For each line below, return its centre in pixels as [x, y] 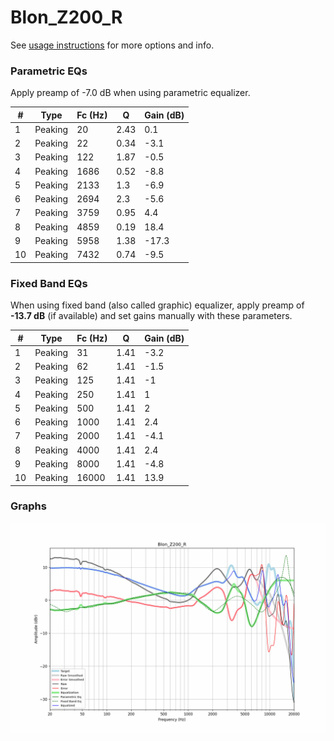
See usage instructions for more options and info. [112, 45]
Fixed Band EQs [49, 283]
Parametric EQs [49, 71]
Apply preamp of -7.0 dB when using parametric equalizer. [130, 93]
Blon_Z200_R [66, 17]
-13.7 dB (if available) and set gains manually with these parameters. [151, 316]
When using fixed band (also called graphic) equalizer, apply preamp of [157, 305]
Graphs [28, 506]
